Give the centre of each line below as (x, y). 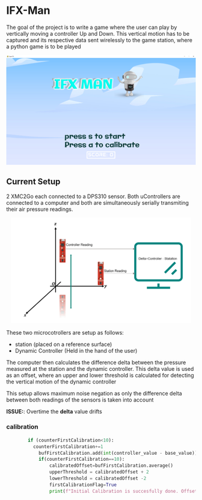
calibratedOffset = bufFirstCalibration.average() (111, 466)
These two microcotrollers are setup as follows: (65, 332)
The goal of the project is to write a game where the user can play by (92, 27)
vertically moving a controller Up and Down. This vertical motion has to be (98, 33)
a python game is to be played (44, 46)
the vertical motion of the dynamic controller (61, 382)
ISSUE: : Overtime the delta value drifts (54, 411)
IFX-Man (28, 11)
